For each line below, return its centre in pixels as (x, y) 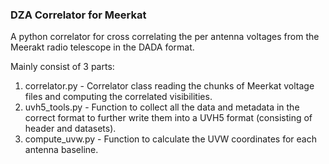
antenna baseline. (61, 150)
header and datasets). (70, 129)
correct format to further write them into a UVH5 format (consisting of (168, 118)
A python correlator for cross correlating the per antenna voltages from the (165, 37)
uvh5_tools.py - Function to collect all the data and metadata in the (162, 107)
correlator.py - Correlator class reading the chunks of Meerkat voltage (169, 86)
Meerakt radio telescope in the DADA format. (102, 47)
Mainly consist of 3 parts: (62, 67)
